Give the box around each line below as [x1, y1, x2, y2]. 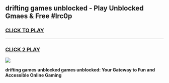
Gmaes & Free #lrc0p [5, 12, 72, 21]
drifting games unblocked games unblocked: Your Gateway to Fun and [5, 66, 155, 72]
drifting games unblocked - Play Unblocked [5, 4, 144, 13]
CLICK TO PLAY [5, 27, 44, 34]
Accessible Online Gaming [5, 72, 62, 78]
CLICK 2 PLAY [5, 46, 40, 53]
